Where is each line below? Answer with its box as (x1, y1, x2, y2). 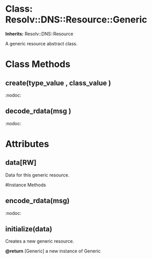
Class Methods (5, 59, 70, 70)
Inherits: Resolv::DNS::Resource (5, 31, 73, 37)
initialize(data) (5, 224, 53, 233)
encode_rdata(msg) (5, 196, 70, 205)
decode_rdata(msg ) (5, 107, 71, 116)
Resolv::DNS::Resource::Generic (5, 14, 147, 25)
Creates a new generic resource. (5, 238, 74, 244)
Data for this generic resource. (5, 171, 70, 178)
